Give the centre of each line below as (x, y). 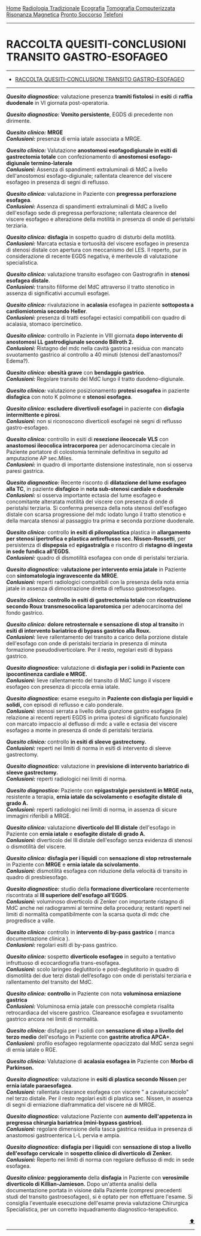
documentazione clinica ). (38, 939)
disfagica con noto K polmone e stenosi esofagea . (69, 397)
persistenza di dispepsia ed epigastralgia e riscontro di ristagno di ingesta (100, 545)
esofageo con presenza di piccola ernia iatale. (63, 687)
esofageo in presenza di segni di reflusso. (58, 182)
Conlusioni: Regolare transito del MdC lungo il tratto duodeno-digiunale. (95, 379)
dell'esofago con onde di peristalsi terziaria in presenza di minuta (87, 643)
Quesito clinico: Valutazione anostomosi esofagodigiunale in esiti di (92, 150)
